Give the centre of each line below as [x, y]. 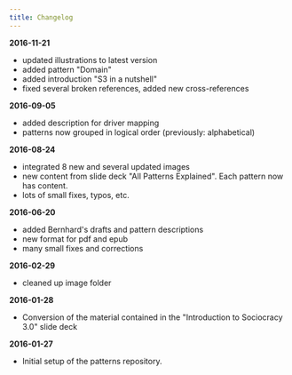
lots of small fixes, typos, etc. [76, 195]
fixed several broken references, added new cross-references [135, 88]
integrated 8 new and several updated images [106, 166]
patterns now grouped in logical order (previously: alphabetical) [138, 132]
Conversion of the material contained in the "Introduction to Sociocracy [152, 317]
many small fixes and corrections [83, 248]
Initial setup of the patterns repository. [92, 361]
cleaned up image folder [67, 283]
